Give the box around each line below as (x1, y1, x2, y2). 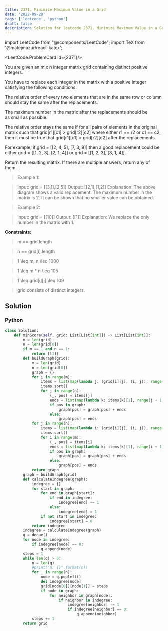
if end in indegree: (49, 495, 93, 500)
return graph (31, 468, 59, 473)
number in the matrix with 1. (17, 219, 75, 225)
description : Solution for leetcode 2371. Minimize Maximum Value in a (5, 26, 157, 31)
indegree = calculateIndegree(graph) (23, 528, 101, 533)
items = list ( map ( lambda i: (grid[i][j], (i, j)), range (40, 426, 162, 431)
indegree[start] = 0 (49, 518, 93, 524)
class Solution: (5, 328, 39, 333)
